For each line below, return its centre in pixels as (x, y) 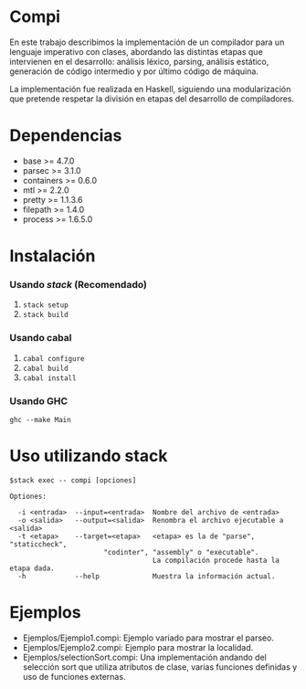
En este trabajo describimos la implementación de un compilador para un (147, 42)
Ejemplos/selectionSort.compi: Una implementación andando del (144, 657)
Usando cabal (41, 338)
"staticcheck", (38, 544)
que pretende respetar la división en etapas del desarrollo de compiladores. (152, 99)
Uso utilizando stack (89, 456)
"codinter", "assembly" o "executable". (181, 552)
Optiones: (28, 496)
